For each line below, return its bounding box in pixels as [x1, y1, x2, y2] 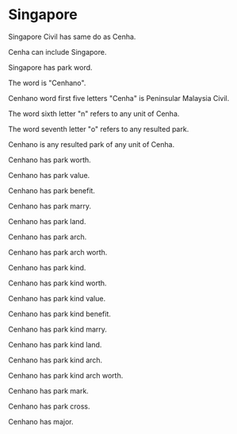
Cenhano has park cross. [8, 401, 90, 411]
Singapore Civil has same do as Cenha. [8, 32, 136, 41]
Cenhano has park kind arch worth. [8, 370, 124, 380]
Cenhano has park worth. [8, 155, 91, 165]
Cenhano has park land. [8, 216, 86, 226]
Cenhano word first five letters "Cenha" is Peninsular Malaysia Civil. [8, 93, 230, 103]
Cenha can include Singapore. [8, 47, 107, 56]
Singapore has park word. [8, 62, 93, 72]
